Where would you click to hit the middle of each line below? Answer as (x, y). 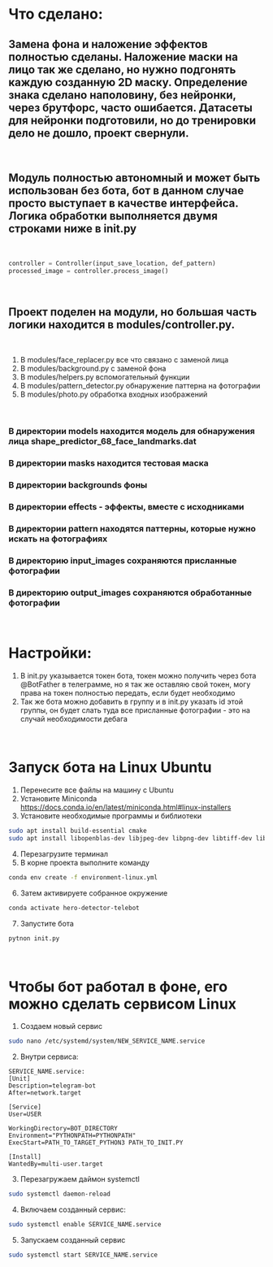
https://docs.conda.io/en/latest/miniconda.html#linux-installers (126, 807)
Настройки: (50, 653)
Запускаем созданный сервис (73, 1240)
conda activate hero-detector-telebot (74, 908)
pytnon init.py (34, 938)
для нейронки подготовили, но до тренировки (132, 120)
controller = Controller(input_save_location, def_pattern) (113, 263)
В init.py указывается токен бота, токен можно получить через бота (138, 676)
